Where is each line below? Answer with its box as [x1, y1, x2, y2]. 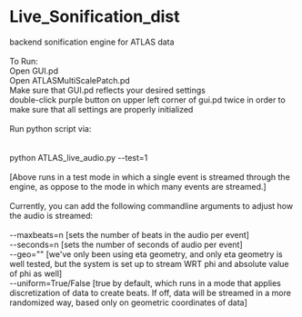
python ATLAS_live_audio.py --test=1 [9, 152, 148, 163]
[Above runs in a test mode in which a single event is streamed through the [9, 171, 291, 183]
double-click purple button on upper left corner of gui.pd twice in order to [9, 94, 287, 105]
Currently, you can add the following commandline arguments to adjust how [9, 200, 294, 211]
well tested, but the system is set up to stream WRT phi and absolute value [9, 258, 289, 269]
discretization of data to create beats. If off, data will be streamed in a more [9, 287, 291, 298]
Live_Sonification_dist [9, 6, 180, 27]
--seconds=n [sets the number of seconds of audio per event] [9, 239, 243, 250]
